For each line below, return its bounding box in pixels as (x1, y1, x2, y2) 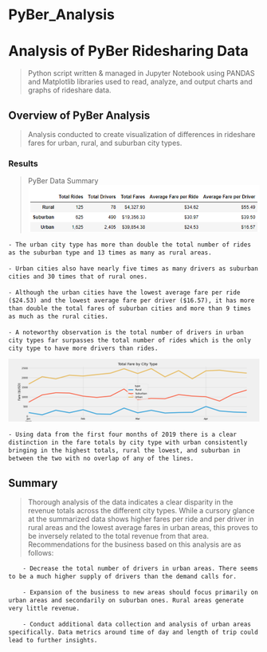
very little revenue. (8, 604, 80, 613)
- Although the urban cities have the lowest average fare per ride (8, 289, 241, 297)
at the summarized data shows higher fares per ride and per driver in (27, 514, 254, 524)
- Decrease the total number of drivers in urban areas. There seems (22, 564, 259, 573)
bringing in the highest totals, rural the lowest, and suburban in (8, 446, 241, 455)
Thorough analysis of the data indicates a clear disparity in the (27, 497, 234, 507)
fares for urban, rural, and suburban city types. (27, 138, 183, 147)
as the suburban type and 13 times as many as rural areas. (8, 249, 213, 257)
